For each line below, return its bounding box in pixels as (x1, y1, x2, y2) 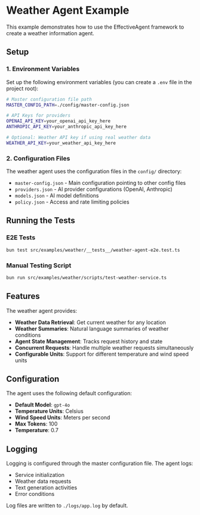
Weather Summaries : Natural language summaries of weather (14, 325, 169, 332)
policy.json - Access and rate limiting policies (14, 198, 130, 206)
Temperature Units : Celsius (14, 408, 84, 415)
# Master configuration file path (6, 96, 93, 102)
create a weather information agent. (6, 29, 94, 36)
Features (6, 291, 40, 301)
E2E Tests (6, 233, 36, 242)
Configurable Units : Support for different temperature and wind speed (14, 350, 189, 357)
